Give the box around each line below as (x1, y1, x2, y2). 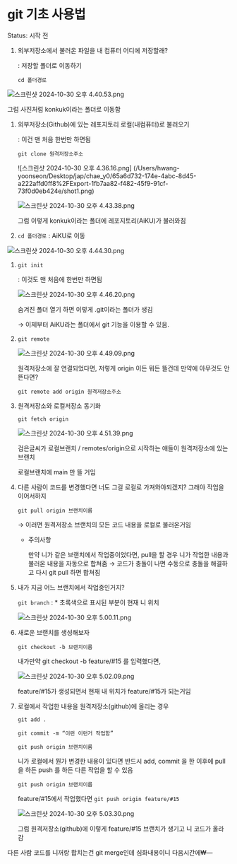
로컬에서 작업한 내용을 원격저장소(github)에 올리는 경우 (17, 701, 169, 711)
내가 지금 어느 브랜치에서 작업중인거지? (17, 583, 125, 591)
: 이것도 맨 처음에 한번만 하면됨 (17, 275, 102, 284)
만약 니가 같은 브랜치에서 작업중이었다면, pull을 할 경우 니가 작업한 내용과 (28, 550, 229, 559)
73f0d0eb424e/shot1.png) (17, 187, 95, 195)
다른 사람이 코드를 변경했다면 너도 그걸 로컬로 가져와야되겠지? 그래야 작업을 (17, 482, 224, 491)
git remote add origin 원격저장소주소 (17, 388, 121, 395)
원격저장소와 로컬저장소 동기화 (17, 401, 101, 410)
